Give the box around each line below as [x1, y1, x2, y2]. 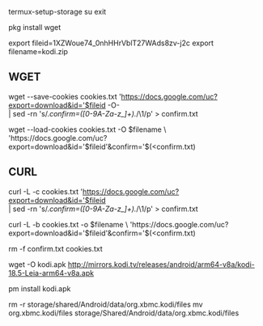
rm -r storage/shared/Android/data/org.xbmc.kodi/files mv [8, 299, 204, 309]
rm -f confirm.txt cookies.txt [8, 243, 103, 253]
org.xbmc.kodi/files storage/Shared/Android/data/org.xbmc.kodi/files [8, 307, 240, 318]
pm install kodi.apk [8, 283, 71, 294]
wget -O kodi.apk [8, 259, 66, 269]
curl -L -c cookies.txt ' [8, 186, 83, 197]
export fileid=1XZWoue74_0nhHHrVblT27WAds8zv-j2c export [8, 38, 214, 48]
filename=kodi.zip [8, 47, 69, 56]
